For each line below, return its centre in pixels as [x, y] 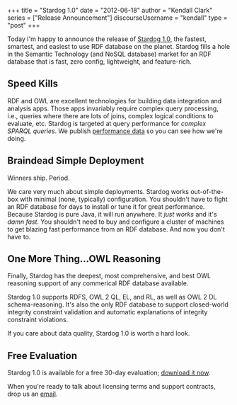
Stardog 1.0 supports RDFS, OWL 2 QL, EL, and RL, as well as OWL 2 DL [112, 297]
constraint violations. [38, 320]
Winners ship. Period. [39, 178]
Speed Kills [33, 84]
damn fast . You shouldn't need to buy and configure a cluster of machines [116, 222]
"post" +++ [24, 25]
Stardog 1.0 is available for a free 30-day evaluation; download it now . [109, 373]
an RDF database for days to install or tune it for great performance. [106, 206]
